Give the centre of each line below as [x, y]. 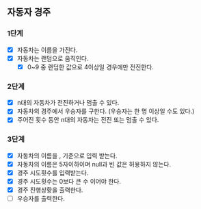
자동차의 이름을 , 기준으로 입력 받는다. [67, 156]
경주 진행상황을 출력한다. [50, 190]
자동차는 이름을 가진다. [47, 49]
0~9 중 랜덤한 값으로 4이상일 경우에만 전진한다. [90, 66]
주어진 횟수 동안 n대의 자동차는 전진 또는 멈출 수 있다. [88, 120]
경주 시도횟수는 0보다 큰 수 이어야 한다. [69, 181]
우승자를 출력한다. [41, 198]
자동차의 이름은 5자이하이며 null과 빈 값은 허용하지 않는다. [94, 164]
